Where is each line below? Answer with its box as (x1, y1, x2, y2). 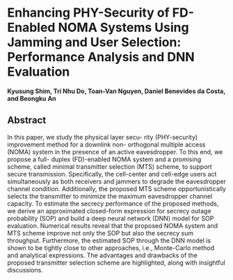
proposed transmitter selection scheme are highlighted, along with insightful (7, 258, 226, 267)
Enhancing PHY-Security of (7, 5, 170, 21)
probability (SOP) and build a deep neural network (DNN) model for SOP (7, 214, 214, 222)
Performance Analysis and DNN (7, 49, 195, 65)
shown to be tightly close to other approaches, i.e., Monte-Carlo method (7, 243, 215, 252)
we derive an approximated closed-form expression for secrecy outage (7, 206, 211, 215)
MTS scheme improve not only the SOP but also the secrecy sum (7, 229, 194, 237)
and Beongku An (7, 94, 57, 102)
